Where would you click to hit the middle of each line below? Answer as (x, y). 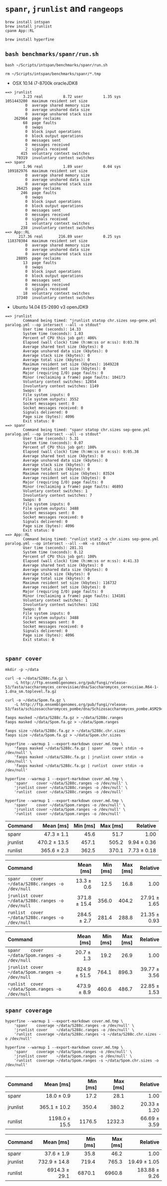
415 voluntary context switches (55, 153)
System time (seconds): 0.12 (53, 552)
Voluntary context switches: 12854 (60, 382)
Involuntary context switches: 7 (58, 495)
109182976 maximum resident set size (47, 171)
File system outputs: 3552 (51, 399)
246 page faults (39, 193)
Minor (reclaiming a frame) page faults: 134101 (74, 596)
